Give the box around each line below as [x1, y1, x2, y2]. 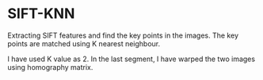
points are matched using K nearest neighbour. [7, 38, 161, 48]
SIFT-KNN [7, 5, 75, 23]
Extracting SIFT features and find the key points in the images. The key [7, 31, 239, 40]
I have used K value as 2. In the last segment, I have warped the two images [7, 54, 255, 64]
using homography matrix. [7, 62, 93, 71]
